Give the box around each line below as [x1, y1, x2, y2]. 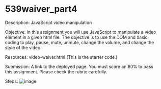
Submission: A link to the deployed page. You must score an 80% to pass [5, 64, 154, 69]
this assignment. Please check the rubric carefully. [5, 68, 107, 74]
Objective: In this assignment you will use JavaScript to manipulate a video [5, 29, 156, 35]
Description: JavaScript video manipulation [5, 20, 92, 25]
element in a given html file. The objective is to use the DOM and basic [5, 34, 148, 40]
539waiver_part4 [5, 3, 78, 15]
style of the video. [5, 44, 42, 50]
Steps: [5, 78, 18, 84]
